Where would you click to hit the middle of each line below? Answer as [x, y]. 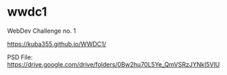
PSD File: [20, 57]
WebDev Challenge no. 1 [42, 31]
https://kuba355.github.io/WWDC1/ [57, 44]
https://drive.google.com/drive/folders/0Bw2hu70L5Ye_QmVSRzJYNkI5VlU [113, 64]
